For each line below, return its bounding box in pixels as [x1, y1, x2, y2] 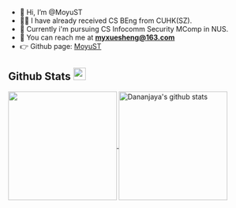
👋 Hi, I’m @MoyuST [19, 8, 83, 17]
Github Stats [8, 70, 71, 83]
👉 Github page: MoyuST [19, 42, 102, 51]
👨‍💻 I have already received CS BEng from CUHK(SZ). [19, 16, 193, 25]
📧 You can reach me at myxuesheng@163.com [19, 32, 175, 42]
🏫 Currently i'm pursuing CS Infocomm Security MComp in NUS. [19, 25, 229, 33]
